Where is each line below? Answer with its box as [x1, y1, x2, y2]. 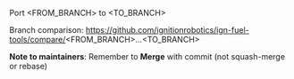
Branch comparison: [9, 25, 84, 35]
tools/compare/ [9, 35, 66, 44]
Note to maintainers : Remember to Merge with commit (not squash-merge [9, 51, 286, 61]
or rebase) [9, 61, 47, 71]
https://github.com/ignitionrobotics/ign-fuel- [85, 25, 249, 35]
